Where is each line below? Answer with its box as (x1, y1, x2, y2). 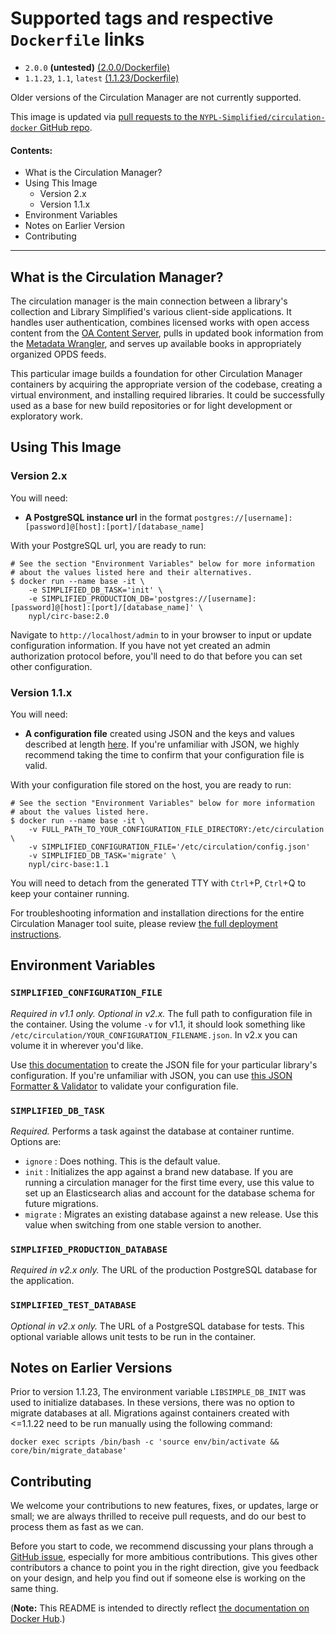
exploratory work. (10, 410, 83, 422)
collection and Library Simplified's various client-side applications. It (10, 305, 292, 317)
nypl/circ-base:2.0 (28, 611, 110, 621)
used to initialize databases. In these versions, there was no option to (10, 1397, 295, 1409)
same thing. (10, 1583, 59, 1595)
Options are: (10, 1135, 62, 1147)
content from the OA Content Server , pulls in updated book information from (10, 327, 324, 339)
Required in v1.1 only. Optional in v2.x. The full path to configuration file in (10, 1007, 313, 1019)
